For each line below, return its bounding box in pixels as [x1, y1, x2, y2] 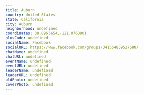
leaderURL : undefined [5, 73, 51, 78]
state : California [5, 17, 44, 22]
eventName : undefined [5, 59, 51, 64]
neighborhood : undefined [5, 26, 58, 31]
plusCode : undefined [5, 36, 49, 41]
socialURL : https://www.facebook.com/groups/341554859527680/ [5, 45, 139, 50]
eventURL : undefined [5, 63, 49, 68]
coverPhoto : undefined [5, 82, 53, 87]
